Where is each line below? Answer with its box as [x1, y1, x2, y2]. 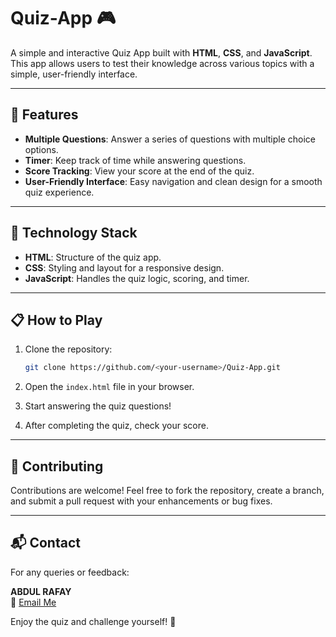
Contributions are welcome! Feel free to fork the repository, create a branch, [10, 485, 325, 497]
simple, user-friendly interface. [10, 68, 138, 80]
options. [24, 143, 59, 155]
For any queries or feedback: [10, 566, 130, 578]
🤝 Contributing [10, 458, 104, 475]
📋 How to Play [10, 311, 103, 329]
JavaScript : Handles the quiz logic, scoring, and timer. [24, 272, 250, 284]
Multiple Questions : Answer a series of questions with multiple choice [24, 133, 317, 145]
